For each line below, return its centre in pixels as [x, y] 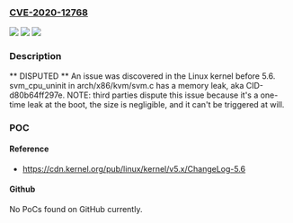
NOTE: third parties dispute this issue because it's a [163, 95]
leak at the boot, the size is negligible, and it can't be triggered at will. [156, 104]
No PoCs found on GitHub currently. [76, 209]
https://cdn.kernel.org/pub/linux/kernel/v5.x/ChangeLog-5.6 [134, 168]
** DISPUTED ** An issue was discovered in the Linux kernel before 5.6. [142, 76]
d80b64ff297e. [37, 95]
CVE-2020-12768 [49, 13]
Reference [29, 149]
